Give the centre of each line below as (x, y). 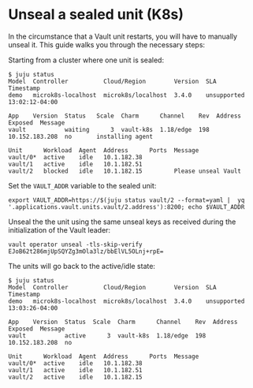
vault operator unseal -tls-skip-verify (76, 244)
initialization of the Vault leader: (60, 229)
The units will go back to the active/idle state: (82, 266)
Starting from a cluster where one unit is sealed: (86, 60)
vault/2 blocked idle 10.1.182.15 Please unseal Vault (125, 171)
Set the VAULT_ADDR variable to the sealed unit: (82, 185)
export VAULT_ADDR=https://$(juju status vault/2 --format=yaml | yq (126, 200)
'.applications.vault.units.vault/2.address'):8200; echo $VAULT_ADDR (126, 207)
